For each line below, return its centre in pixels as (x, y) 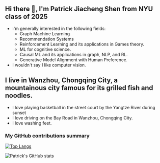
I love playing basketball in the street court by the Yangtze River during (84, 107)
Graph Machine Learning (45, 34)
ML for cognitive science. (45, 49)
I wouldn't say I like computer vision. (49, 65)
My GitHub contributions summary (47, 136)
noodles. (19, 96)
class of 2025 (27, 17)
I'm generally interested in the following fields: (59, 28)
